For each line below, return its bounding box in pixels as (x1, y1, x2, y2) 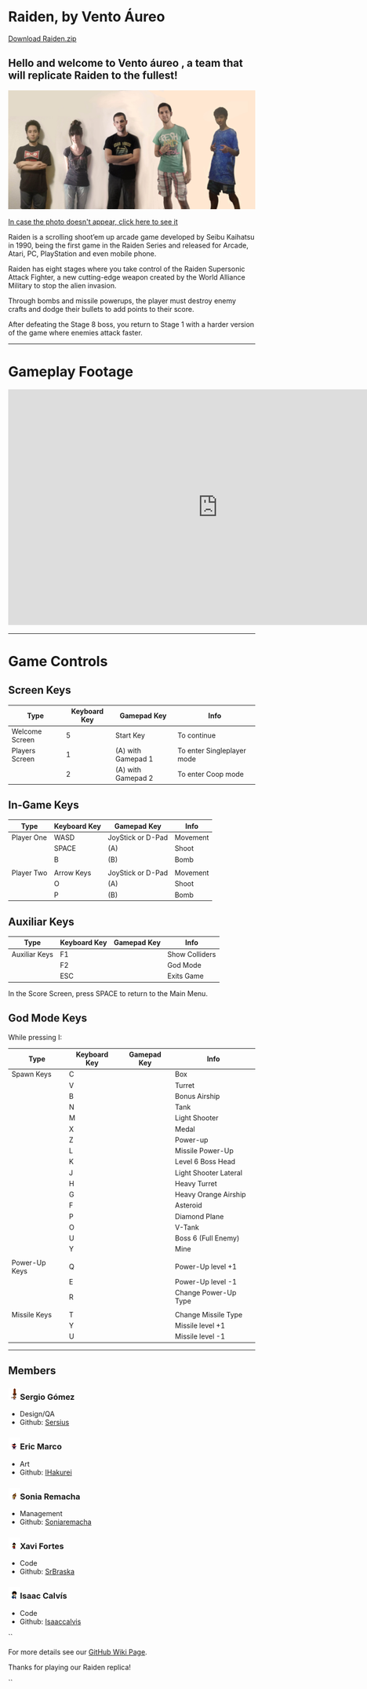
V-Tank (175, 1222, 200, 1232)
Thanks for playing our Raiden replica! (8, 1662, 132, 1672)
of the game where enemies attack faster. (8, 328, 143, 337)
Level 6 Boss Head (175, 1157, 236, 1167)
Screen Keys (8, 683, 72, 697)
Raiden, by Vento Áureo (8, 8, 165, 26)
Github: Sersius (19, 1418, 70, 1427)
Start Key (114, 731, 145, 740)
